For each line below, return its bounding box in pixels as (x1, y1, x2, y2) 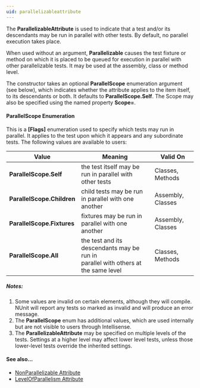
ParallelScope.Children (9, 194, 76, 203)
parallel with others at (81, 259, 142, 267)
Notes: (6, 283, 24, 290)
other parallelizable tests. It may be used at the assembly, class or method (6, 62, 189, 69)
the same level (81, 266, 122, 274)
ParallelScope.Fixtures (9, 219, 74, 227)
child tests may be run (81, 187, 143, 195)
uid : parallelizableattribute (6, 8, 82, 15)
